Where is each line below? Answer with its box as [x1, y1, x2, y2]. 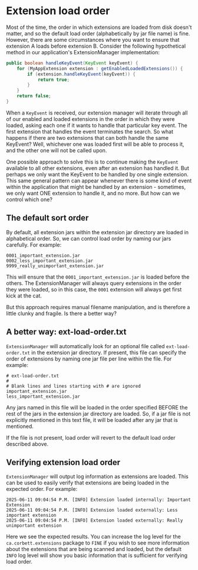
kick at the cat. [6, 292, 42, 299]
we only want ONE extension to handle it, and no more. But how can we [6, 189, 180, 196]
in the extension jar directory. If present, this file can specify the [31, 349, 187, 356]
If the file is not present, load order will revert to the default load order [6, 434, 176, 441]
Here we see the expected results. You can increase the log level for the [6, 533, 181, 540]
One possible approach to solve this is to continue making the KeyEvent [6, 158, 179, 165]
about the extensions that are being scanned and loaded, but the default [6, 546, 181, 553]
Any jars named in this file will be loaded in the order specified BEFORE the [6, 404, 188, 411]
